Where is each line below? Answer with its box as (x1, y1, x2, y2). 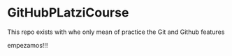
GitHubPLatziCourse (7, 5, 129, 21)
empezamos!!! (7, 41, 48, 49)
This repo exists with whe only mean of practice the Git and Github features (7, 28, 225, 36)
